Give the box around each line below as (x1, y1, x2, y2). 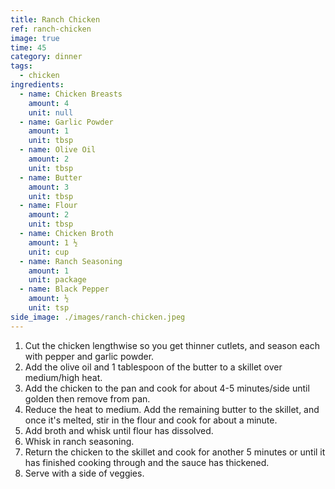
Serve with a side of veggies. (24, 467, 145, 479)
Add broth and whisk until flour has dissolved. (24, 424, 214, 436)
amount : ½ (28, 294, 70, 304)
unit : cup (28, 247, 70, 257)
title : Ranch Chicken (10, 14, 101, 25)
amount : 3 (28, 182, 70, 192)
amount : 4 (28, 98, 70, 108)
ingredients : (10, 80, 65, 90)
